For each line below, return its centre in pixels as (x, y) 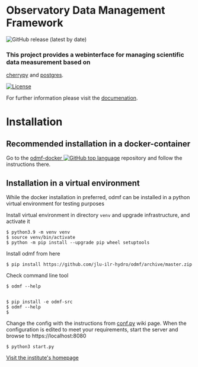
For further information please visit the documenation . (72, 98)
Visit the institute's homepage (42, 358)
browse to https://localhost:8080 (46, 336)
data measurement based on (48, 62)
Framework (35, 23)
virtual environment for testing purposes (55, 204)
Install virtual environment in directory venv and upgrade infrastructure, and (98, 215)
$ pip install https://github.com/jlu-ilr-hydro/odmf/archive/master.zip (99, 264)
